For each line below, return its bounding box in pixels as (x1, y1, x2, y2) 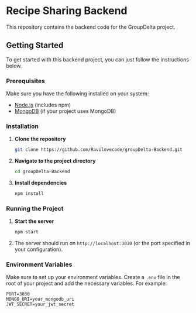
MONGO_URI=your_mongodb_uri (6, 297, 75, 302)
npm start (14, 229, 39, 235)
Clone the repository (14, 136, 66, 143)
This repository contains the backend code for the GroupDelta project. (6, 23, 176, 30)
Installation (6, 122, 39, 130)
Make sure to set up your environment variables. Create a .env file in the (6, 274, 180, 281)
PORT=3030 (6, 291, 30, 297)
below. (6, 62, 22, 69)
